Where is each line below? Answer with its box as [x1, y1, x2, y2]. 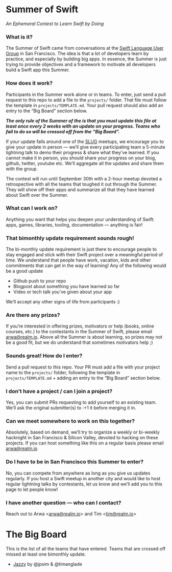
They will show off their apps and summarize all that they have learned [6, 186, 155, 193]
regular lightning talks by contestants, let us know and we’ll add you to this [6, 481, 163, 487]
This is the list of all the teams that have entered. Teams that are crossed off [6, 545, 166, 551]
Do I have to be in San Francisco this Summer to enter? [6, 458, 144, 465]
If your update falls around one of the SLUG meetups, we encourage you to [6, 138, 164, 145]
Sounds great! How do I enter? [6, 352, 83, 359]
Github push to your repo [13, 278, 66, 284]
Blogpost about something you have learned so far [13, 283, 120, 290]
